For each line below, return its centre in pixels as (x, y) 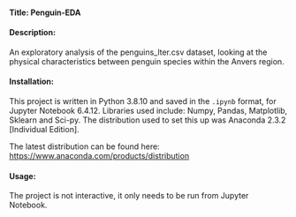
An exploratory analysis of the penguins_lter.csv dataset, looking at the (138, 52)
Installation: (32, 82)
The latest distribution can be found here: (85, 146)
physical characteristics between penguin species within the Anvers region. (147, 61)
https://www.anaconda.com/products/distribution (99, 156)
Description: (32, 33)
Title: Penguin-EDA (45, 12)
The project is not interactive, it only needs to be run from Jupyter (129, 196)
